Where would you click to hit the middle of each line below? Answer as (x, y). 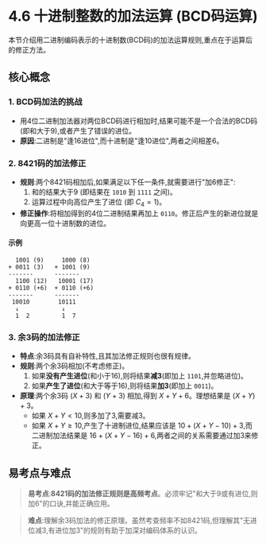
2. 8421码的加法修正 (47, 163)
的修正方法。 (29, 49)
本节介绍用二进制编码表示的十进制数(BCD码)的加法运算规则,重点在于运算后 (130, 40)
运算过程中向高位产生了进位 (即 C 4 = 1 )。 (99, 202)
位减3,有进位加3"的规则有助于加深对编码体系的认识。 (115, 530)
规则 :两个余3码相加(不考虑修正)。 (74, 366)
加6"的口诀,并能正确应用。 (71, 504)
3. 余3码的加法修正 (44, 337)
